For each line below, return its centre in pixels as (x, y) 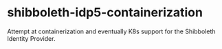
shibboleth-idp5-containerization (105, 13)
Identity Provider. (31, 38)
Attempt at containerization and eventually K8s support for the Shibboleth (111, 31)
